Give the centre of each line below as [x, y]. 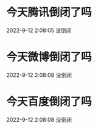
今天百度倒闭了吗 [49, 102]
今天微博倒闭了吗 [49, 57]
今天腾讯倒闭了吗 [49, 12]
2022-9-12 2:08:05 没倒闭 [39, 30]
